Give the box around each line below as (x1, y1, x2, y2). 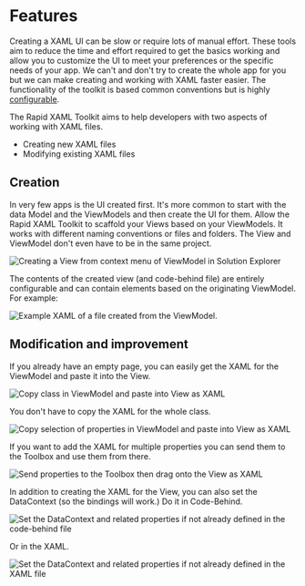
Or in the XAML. (9, 540, 70, 551)
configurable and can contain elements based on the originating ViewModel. (9, 283, 296, 293)
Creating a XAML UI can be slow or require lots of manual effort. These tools (9, 36, 297, 46)
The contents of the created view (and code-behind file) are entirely (9, 272, 265, 283)
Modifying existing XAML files (22, 148, 136, 159)
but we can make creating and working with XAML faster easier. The (9, 74, 267, 85)
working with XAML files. (9, 120, 103, 132)
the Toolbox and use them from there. (9, 450, 152, 461)
